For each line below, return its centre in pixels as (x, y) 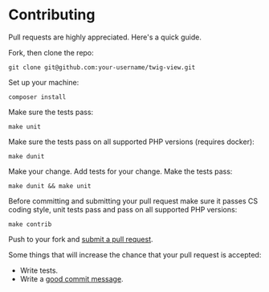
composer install (37, 97)
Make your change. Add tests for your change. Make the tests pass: (120, 171)
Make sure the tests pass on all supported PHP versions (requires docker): (131, 142)
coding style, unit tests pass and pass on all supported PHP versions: (123, 209)
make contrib (30, 224)
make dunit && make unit (50, 186)
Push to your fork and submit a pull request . (81, 239)
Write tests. (39, 270)
